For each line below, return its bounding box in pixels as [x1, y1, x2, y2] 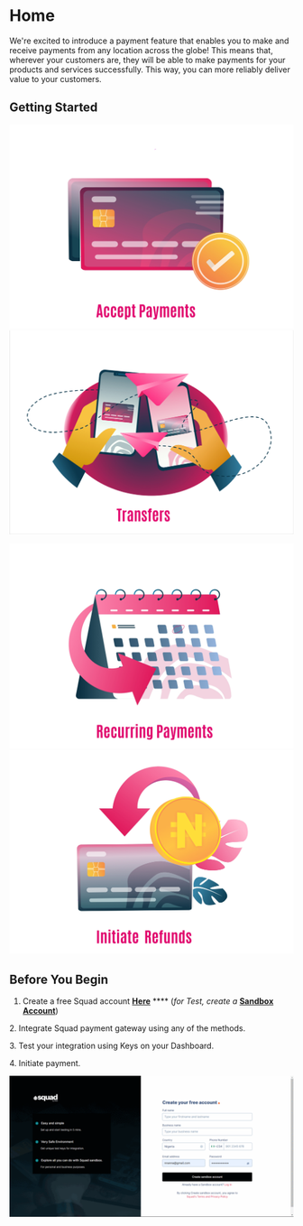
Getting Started [9, 100, 98, 116]
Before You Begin [9, 971, 109, 987]
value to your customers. [9, 73, 102, 84]
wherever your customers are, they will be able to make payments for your [9, 54, 286, 65]
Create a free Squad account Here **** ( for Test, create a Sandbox [22, 996, 274, 1007]
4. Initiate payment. [9, 1058, 81, 1069]
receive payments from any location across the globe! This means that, [9, 44, 273, 55]
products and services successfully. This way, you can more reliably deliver [9, 64, 290, 75]
